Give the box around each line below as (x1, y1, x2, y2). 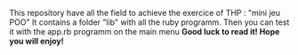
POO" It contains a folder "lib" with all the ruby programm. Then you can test (9, 17, 290, 27)
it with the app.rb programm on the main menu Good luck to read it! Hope (9, 27, 280, 36)
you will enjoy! (9, 35, 64, 46)
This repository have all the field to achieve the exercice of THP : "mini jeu (9, 8, 281, 18)
